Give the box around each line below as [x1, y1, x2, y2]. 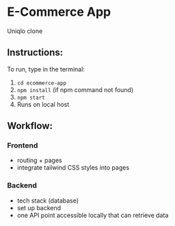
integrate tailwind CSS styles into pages [16, 163, 130, 172]
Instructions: [7, 47, 64, 58]
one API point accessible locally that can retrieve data [16, 211, 169, 219]
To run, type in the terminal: [7, 65, 85, 73]
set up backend [16, 203, 62, 212]
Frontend [7, 141, 38, 150]
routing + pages [16, 156, 63, 165]
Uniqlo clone [7, 27, 43, 35]
